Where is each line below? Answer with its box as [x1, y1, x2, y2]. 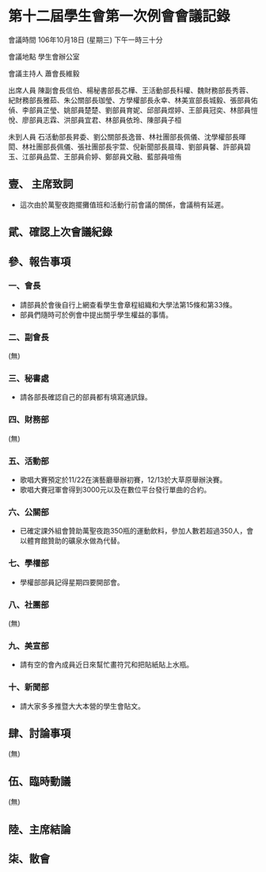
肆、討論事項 [8, 726, 71, 740]
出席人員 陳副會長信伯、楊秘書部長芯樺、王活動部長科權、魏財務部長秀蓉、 [8, 85, 253, 95]
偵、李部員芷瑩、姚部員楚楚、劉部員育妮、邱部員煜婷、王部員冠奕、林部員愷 [8, 105, 258, 115]
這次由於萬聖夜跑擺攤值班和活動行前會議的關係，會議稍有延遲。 [19, 200, 228, 209]
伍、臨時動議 [8, 774, 71, 788]
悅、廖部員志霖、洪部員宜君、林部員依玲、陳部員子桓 [8, 115, 182, 124]
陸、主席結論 [8, 822, 71, 836]
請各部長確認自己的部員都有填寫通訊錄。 [19, 392, 152, 402]
